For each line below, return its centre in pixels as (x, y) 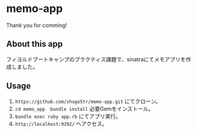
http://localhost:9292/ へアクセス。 (61, 123)
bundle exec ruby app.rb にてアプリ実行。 (68, 116)
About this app (35, 44)
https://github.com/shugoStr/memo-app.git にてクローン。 (88, 101)
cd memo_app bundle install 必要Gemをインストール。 (84, 108)
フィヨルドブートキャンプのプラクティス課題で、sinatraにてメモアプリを (96, 59)
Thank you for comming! (37, 25)
